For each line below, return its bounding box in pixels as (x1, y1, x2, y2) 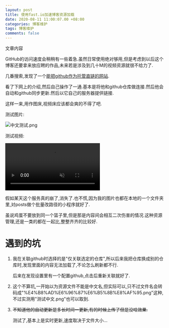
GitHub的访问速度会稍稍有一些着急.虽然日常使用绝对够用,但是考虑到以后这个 (5, 56, 164, 62)
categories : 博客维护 (5, 21, 48, 27)
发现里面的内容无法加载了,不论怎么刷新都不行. (22, 261, 119, 268)
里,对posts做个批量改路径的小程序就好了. (5, 202, 90, 207)
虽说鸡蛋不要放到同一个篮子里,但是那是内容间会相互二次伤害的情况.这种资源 (5, 212, 163, 218)
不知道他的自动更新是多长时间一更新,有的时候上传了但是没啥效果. (12, 306, 148, 312)
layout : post (5, 7, 33, 13)
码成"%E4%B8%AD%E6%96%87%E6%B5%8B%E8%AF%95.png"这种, (12, 289, 164, 295)
